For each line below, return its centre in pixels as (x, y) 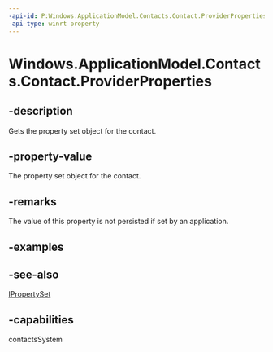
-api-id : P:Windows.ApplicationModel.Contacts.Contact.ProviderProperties (138, 16)
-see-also (34, 274)
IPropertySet (30, 294)
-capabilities (41, 320)
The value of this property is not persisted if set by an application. (119, 222)
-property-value (50, 156)
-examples (36, 246)
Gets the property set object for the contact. (82, 130)
